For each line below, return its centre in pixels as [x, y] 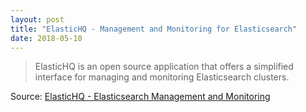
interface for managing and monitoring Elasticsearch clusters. [162, 77]
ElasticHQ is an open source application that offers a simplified [164, 67]
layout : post [37, 19]
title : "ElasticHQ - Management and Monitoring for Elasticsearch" [154, 29]
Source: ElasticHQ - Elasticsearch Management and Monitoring [140, 97]
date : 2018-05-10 [46, 38]
